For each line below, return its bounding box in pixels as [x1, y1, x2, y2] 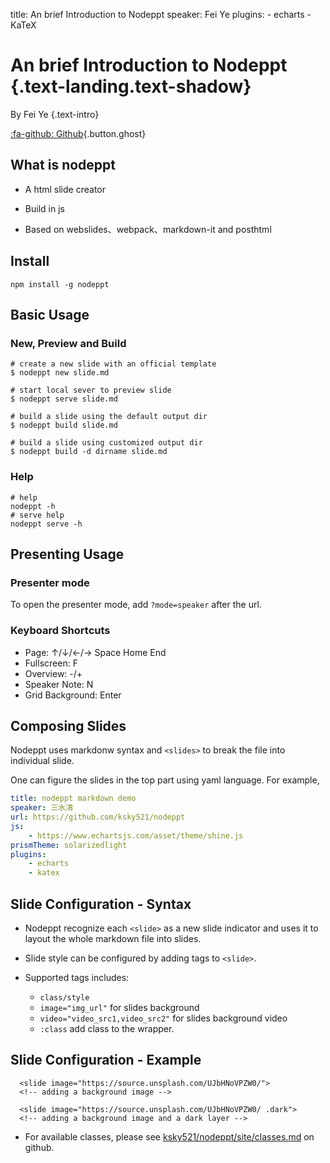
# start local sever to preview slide [10, 385, 172, 396]
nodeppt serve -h [10, 519, 83, 529]
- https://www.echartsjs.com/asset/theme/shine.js [28, 830, 244, 841]
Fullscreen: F [24, 657, 78, 669]
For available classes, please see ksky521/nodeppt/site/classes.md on [24, 1130, 315, 1143]
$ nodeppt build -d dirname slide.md [10, 447, 168, 457]
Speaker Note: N [24, 678, 94, 690]
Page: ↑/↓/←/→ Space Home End [24, 646, 167, 658]
